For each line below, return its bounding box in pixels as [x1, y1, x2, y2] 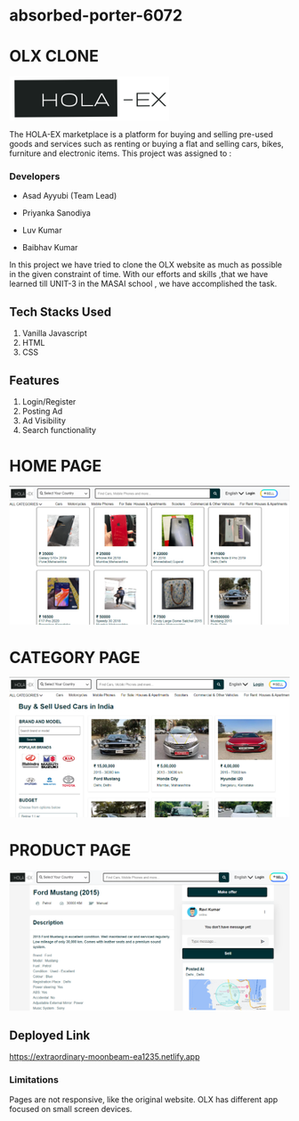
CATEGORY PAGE [9, 647, 141, 667]
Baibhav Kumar [21, 242, 78, 253]
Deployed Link [9, 1028, 91, 1043]
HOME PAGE [9, 456, 102, 477]
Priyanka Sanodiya [21, 208, 92, 218]
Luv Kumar [21, 225, 62, 236]
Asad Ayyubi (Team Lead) [21, 191, 117, 201]
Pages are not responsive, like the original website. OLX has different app [9, 1093, 279, 1105]
